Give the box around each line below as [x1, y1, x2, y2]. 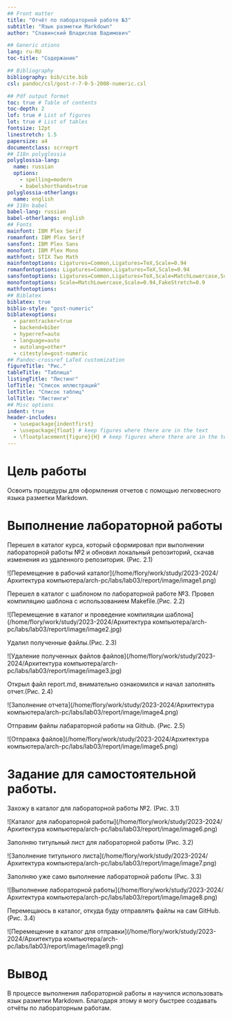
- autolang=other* [13, 343, 67, 350]
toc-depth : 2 [7, 105, 45, 113]
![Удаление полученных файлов [7, 652, 101, 660]
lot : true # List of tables [7, 118, 88, 125]
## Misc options [7, 401, 54, 408]
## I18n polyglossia [7, 150, 67, 158]
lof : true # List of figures [7, 112, 91, 119]
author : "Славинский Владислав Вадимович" [7, 29, 131, 37]
